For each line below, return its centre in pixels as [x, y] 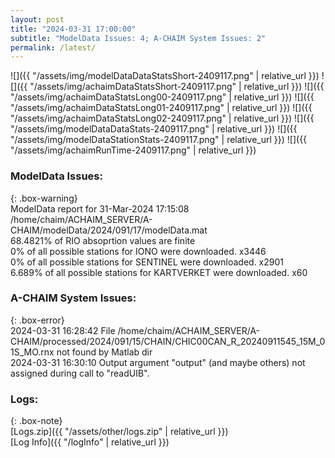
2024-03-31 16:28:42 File [63, 330]
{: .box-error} [37, 320]
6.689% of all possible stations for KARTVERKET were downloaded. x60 [159, 272]
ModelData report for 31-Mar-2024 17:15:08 [100, 208]
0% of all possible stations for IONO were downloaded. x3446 [138, 251]
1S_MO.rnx [32, 352]
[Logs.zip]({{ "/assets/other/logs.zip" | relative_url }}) [119, 432]
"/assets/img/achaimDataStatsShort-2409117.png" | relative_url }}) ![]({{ [177, 87]
